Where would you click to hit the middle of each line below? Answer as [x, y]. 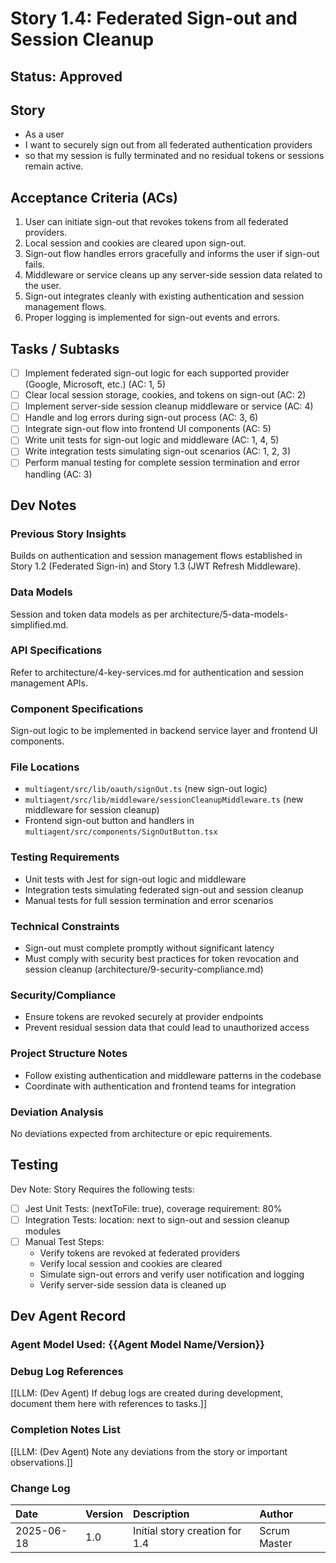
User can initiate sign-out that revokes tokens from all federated [156, 222]
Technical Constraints [65, 926]
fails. [34, 264]
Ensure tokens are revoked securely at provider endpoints [144, 1017]
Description [161, 1514]
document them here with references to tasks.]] [108, 1404]
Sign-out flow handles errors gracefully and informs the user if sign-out [172, 254]
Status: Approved [66, 76]
